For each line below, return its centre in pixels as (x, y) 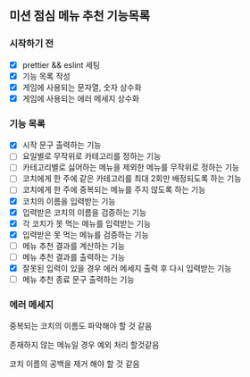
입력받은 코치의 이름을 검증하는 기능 (84, 212)
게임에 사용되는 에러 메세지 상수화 (81, 98)
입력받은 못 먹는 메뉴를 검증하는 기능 (85, 234)
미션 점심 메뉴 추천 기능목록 (79, 16)
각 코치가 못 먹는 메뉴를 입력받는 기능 (87, 223)
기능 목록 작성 (46, 76)
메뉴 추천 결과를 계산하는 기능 (73, 246)
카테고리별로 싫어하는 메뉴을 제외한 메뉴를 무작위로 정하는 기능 (130, 167)
